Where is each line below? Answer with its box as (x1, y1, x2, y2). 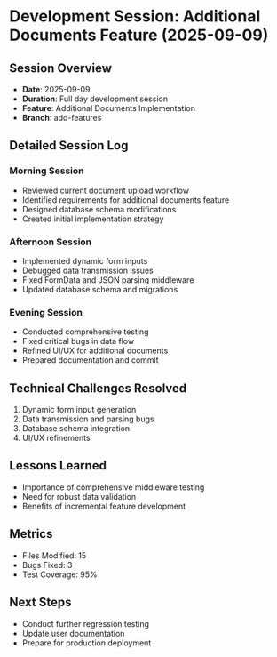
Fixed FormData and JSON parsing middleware (21, 274, 194, 285)
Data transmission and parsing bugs (21, 413, 154, 424)
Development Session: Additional (9, 6, 261, 27)
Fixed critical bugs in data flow (21, 336, 135, 347)
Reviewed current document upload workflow (21, 185, 189, 196)
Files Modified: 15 (21, 549, 87, 561)
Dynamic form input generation (21, 405, 137, 415)
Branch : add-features (21, 113, 102, 123)
